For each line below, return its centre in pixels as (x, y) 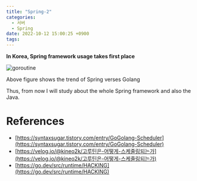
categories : (21, 17)
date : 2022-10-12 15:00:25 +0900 (48, 34)
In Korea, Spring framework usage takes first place (71, 56)
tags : (13, 39)
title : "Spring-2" (29, 12)
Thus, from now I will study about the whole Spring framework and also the (98, 91)
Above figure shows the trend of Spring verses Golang (73, 79)
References (35, 121)
